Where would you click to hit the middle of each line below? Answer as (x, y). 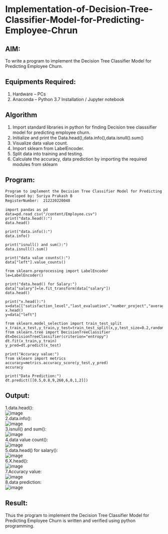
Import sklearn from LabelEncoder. (48, 148)
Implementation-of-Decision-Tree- (79, 9)
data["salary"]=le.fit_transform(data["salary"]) (58, 288)
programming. (20, 525)
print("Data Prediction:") (33, 376)
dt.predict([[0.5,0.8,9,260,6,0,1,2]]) (47, 380)
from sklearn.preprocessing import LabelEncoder (57, 271)
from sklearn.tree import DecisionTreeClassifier (58, 332)
